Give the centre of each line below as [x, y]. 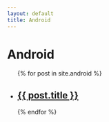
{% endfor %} [37, 112]
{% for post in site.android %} [59, 73]
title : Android [29, 20]
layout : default [30, 14]
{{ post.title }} [48, 95]
